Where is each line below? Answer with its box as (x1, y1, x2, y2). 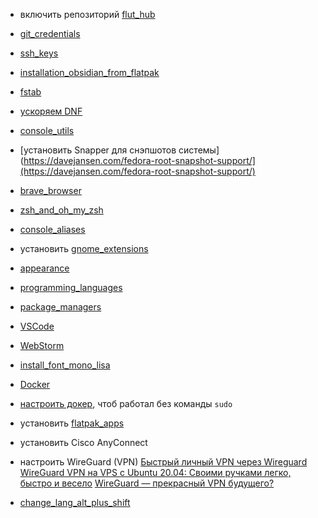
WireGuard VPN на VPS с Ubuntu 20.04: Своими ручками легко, (19, 467, 292, 478)
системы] (178, 144, 220, 156)
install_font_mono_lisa (19, 359, 111, 371)
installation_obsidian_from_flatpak (19, 67, 160, 78)
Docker (19, 379, 51, 390)
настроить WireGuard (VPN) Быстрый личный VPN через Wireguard (19, 456, 308, 468)
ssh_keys (19, 47, 59, 59)
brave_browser (19, 185, 82, 196)
